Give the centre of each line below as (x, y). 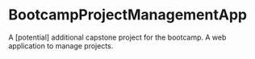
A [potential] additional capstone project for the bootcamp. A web (117, 37)
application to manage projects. (61, 45)
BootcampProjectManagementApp (128, 15)
